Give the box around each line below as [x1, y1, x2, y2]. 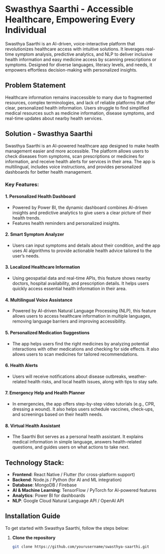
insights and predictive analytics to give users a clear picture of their [12, 210, 152, 216]
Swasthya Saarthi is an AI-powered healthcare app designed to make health [5, 143, 160, 148]
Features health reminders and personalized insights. [12, 220, 121, 226]
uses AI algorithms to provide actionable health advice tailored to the [12, 248, 152, 254]
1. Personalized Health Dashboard [5, 193, 76, 199]
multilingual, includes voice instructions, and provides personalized [5, 164, 141, 170]
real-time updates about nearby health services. [5, 115, 103, 121]
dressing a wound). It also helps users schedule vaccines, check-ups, [12, 406, 154, 412]
